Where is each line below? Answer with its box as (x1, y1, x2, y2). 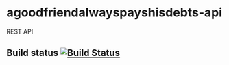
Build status (6, 47, 59, 59)
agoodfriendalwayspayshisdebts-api (6, 5, 223, 21)
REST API (6, 27, 34, 36)
